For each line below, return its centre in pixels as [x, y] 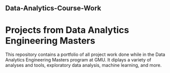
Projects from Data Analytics [67, 30]
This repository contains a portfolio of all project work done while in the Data [85, 54]
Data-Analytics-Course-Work [53, 8]
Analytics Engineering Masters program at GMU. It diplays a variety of [78, 60]
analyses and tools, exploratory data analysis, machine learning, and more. [83, 65]
